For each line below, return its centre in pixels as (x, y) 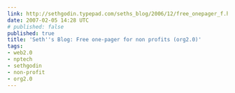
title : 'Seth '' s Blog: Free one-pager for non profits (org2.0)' (104, 40)
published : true (31, 33)
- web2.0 (20, 53)
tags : (15, 46)
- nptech (20, 59)
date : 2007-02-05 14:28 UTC (48, 20)
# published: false (36, 27)
